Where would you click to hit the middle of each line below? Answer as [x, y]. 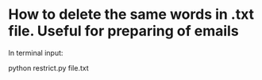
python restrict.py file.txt [48, 67]
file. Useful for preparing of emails [124, 31]
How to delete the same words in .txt [131, 15]
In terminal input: [36, 53]
